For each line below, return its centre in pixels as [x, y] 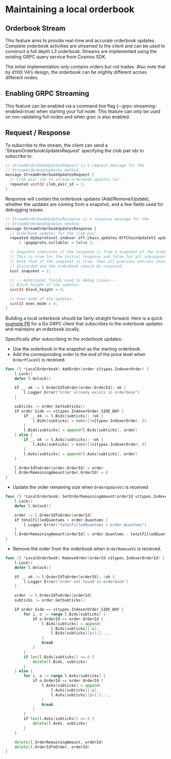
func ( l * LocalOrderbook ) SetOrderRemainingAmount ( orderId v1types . [79, 496]
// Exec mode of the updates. [42, 299]
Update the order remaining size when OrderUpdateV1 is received [80, 487]
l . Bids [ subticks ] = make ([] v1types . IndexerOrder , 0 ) [90, 421]
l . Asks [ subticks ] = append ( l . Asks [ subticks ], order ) [81, 454]
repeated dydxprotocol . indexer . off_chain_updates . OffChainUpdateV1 [83, 238]
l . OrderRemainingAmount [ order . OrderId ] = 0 [61, 473]
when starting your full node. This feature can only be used [98, 111]
